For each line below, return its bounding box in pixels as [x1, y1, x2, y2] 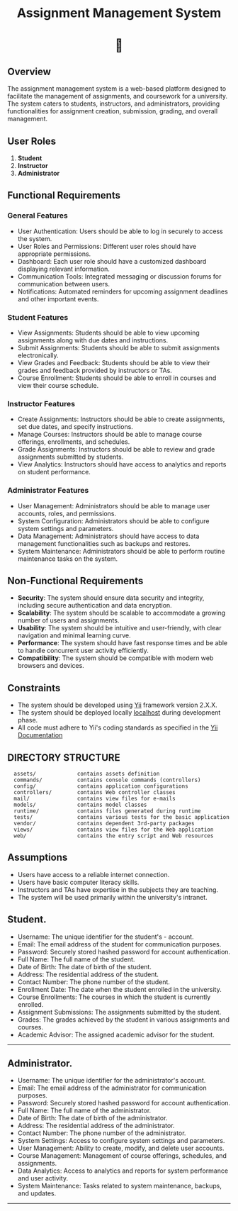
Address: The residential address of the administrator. [17, 1122, 175, 1130]
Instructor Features [7, 398, 76, 408]
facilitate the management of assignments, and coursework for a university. [7, 92, 228, 101]
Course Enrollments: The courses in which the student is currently [17, 993, 211, 1001]
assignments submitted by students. [17, 452, 124, 462]
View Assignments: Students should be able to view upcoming [17, 328, 200, 337]
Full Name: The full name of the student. [17, 955, 135, 964]
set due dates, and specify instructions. [17, 423, 133, 431]
